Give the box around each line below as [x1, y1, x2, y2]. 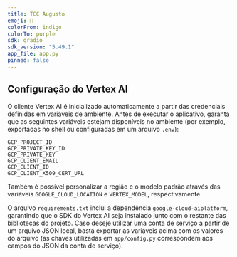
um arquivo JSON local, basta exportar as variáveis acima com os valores [7, 226, 223, 235]
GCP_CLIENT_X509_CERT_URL [7, 169, 84, 177]
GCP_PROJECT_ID [7, 138, 53, 146]
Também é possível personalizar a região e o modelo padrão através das [7, 182, 221, 191]
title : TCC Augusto [7, 10, 65, 18]
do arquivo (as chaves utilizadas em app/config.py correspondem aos [7, 234, 214, 242]
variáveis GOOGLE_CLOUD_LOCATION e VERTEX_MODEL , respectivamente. [7, 189, 203, 198]
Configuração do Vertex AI [7, 83, 128, 95]
